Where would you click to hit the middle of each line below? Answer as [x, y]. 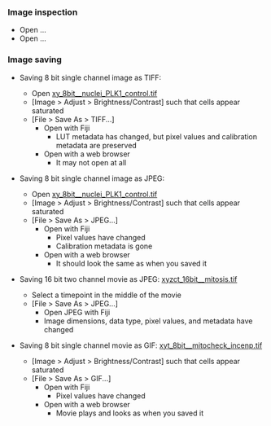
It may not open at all [91, 162]
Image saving [35, 59]
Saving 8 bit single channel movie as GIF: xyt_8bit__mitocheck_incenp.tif [141, 345]
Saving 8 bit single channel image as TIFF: [90, 77]
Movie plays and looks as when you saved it [130, 413]
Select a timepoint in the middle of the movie [107, 295]
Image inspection [43, 12]
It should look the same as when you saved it [131, 263]
